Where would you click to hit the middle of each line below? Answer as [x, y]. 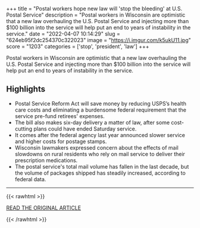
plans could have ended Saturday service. [85, 129]
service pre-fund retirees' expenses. [60, 116]
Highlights [26, 89]
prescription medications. [46, 160]
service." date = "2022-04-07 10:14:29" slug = [63, 34]
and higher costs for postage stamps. [61, 141]
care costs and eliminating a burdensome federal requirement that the [100, 110]
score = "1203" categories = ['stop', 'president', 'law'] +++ [78, 46]
